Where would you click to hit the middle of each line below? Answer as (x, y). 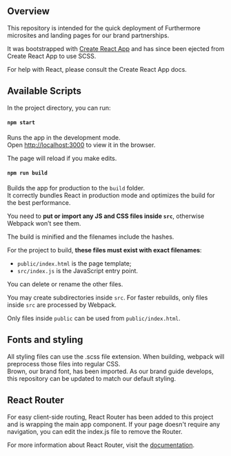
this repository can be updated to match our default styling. (92, 378)
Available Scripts (44, 91)
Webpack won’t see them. (44, 224)
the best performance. (39, 203)
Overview (29, 11)
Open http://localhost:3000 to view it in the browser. (81, 145)
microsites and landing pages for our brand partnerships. (88, 35)
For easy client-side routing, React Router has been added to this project (110, 417)
